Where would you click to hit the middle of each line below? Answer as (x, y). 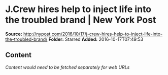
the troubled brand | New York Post (81, 20)
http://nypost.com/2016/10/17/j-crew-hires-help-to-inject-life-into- (93, 34)
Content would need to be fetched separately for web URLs (68, 67)
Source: (14, 34)
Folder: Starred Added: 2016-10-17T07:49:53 (96, 39)
